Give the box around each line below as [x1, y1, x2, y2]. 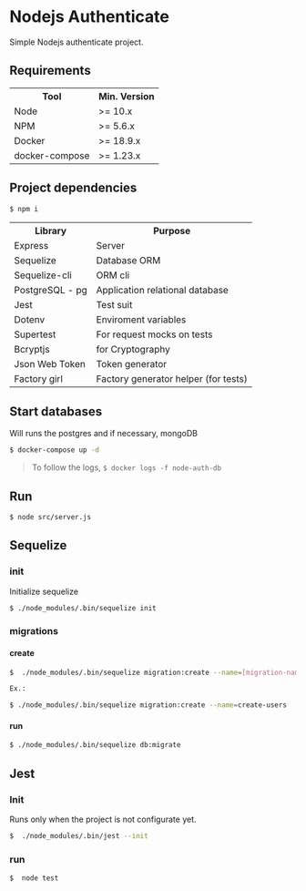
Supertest [14, 328, 56, 341]
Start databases [9, 404, 103, 419]
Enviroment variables [96, 313, 187, 326]
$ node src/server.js [9, 512, 92, 521]
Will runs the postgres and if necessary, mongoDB [9, 428, 199, 439]
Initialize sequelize [9, 586, 79, 597]
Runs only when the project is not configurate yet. [9, 814, 198, 824]
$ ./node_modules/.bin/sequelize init [9, 603, 157, 612]
